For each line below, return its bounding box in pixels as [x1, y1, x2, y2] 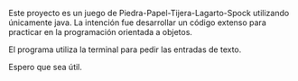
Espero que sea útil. [8, 62, 83, 72]
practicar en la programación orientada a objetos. [8, 27, 193, 37]
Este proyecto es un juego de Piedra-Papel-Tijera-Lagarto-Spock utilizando [8, 8, 290, 18]
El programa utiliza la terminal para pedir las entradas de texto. [8, 44, 242, 55]
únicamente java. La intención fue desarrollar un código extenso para [8, 17, 267, 28]
